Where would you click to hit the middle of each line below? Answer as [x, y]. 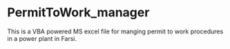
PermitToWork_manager [78, 13]
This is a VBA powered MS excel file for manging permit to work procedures [115, 31]
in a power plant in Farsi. [42, 38]
